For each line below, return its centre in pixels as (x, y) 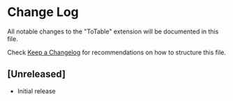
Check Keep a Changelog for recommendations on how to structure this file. (117, 52)
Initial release (36, 91)
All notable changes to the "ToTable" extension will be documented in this (113, 31)
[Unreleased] (37, 74)
